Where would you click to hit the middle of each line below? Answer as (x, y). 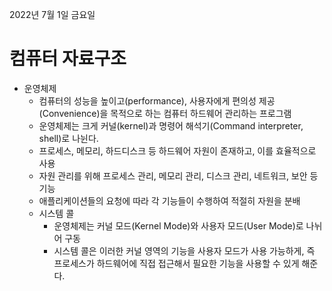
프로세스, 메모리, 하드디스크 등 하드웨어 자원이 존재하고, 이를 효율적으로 (177, 150)
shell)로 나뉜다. (68, 138)
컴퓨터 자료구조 (68, 59)
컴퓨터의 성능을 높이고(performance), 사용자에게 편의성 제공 (157, 100)
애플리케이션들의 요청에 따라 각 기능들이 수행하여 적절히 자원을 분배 (169, 200)
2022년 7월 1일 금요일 (52, 14)
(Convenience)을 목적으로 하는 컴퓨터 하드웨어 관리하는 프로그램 (165, 113)
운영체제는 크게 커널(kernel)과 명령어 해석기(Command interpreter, (171, 125)
